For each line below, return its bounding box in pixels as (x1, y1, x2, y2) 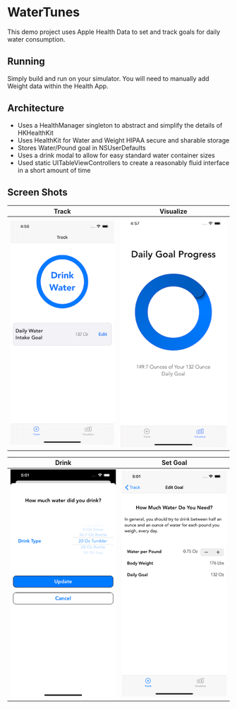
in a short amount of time (17, 166, 91, 174)
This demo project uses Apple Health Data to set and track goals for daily (7, 28, 221, 36)
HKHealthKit (17, 128, 54, 137)
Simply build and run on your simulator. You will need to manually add (7, 74, 209, 83)
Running (7, 56, 46, 68)
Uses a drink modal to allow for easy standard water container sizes (17, 151, 215, 159)
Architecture (7, 102, 65, 114)
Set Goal (161, 459, 188, 467)
